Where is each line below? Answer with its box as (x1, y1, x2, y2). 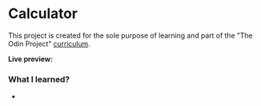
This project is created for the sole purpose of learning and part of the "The (8, 31, 253, 40)
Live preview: (8, 54, 53, 64)
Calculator (8, 5, 78, 23)
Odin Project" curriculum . (8, 38, 90, 48)
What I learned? (8, 74, 71, 85)
